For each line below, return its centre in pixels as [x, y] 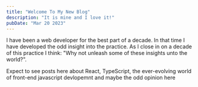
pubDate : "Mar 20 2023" [36, 23]
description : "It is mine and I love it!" [60, 18]
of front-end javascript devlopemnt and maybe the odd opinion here [91, 78]
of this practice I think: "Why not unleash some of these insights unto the [97, 53]
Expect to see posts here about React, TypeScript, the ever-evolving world [99, 71]
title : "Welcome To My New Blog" [48, 12]
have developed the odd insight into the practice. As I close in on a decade [99, 47]
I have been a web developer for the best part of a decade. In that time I [96, 40]
